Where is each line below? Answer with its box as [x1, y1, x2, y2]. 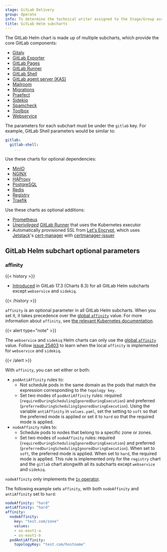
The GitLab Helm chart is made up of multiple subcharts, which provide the [5, 35, 159, 41]
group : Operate [5, 12, 37, 17]
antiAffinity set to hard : [5, 491, 56, 497]
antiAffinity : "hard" [5, 505, 50, 510]
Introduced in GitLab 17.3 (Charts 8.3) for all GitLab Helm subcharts [12, 282, 150, 288]
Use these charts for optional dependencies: [5, 156, 96, 162]
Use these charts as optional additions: [5, 207, 85, 213]
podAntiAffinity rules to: [12, 376, 64, 382]
